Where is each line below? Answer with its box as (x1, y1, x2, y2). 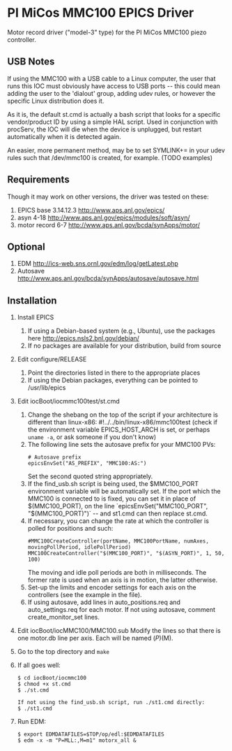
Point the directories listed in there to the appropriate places (27, 369, 201, 377)
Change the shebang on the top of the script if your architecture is (27, 410, 218, 419)
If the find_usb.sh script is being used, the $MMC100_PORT (27, 480, 199, 488)
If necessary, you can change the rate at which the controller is (27, 517, 209, 525)
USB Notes (7, 56, 55, 68)
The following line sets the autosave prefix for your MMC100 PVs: (27, 441, 216, 449)
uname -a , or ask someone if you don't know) (27, 433, 157, 441)
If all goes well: (17, 661, 61, 669)
